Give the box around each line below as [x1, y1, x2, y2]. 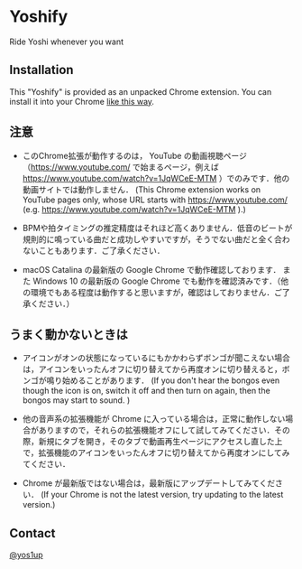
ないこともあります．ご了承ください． [22, 245, 165, 256]
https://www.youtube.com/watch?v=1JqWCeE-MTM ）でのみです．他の [22, 173, 290, 183]
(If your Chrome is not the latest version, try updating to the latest [40, 490, 284, 500]
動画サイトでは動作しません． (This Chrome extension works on [22, 183, 261, 195]
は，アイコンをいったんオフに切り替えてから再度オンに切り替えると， [22, 364, 282, 375]
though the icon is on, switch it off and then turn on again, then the [22, 386, 270, 396]
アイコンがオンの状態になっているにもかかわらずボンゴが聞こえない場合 [22, 352, 291, 363]
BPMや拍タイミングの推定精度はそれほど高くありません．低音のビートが [22, 222, 293, 233]
